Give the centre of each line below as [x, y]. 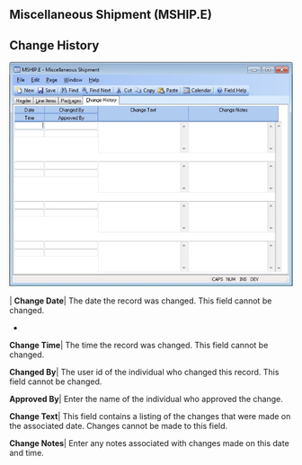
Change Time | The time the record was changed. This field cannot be [139, 345]
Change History [54, 45]
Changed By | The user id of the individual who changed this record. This [144, 372]
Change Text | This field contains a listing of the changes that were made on [150, 416]
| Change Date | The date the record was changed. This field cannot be [141, 301]
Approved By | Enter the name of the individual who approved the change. [146, 399]
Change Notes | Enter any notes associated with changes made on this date [149, 443]
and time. [27, 452]
